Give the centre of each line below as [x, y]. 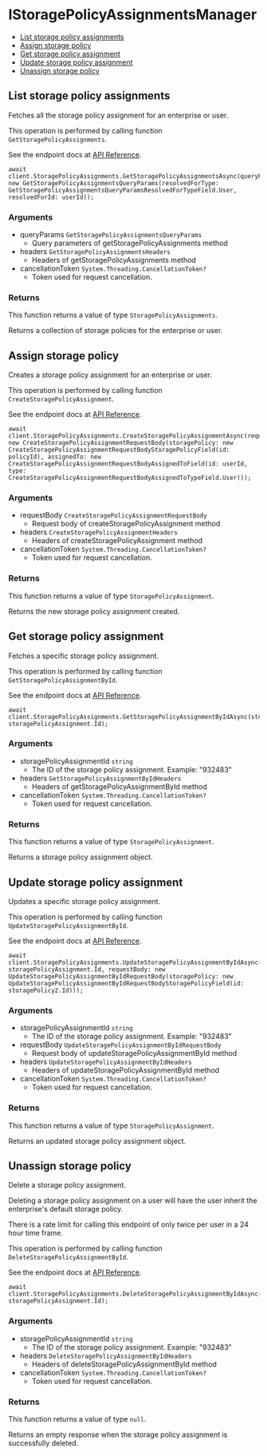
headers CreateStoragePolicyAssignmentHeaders [99, 532]
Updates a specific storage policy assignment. [85, 901]
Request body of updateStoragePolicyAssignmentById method [134, 1053]
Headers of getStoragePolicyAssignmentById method [119, 786]
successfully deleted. [43, 1442]
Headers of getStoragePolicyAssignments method [114, 260]
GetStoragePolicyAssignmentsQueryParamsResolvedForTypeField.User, [123, 190]
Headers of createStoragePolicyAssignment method [117, 541]
